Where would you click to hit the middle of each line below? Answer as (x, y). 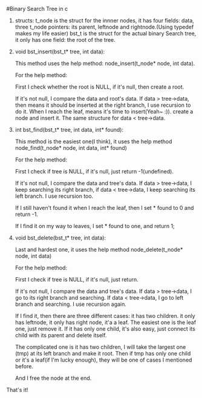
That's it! (17, 390)
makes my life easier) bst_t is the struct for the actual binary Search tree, (106, 33)
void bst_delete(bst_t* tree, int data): (60, 238)
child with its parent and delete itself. (61, 335)
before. (24, 366)
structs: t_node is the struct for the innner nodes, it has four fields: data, (105, 20)
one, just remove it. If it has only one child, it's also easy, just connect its (105, 329)
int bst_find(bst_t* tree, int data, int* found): (69, 130)
